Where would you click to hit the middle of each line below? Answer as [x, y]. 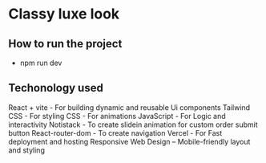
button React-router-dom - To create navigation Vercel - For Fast [115, 132]
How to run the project [65, 44]
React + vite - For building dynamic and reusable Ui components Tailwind [129, 107]
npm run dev [41, 63]
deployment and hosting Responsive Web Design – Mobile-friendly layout [129, 141]
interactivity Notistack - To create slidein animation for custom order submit [133, 124]
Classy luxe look [64, 14]
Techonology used [56, 88]
